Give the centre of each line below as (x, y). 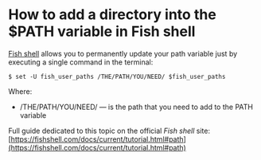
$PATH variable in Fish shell (102, 31)
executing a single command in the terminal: (81, 62)
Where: (20, 91)
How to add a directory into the (112, 15)
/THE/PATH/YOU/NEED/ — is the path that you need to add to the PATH (136, 107)
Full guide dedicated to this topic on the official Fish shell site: (109, 131)
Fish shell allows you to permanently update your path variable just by (123, 53)
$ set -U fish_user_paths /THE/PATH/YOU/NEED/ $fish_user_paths (117, 76)
